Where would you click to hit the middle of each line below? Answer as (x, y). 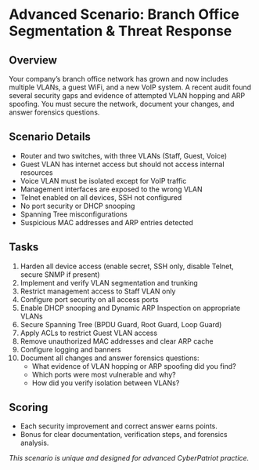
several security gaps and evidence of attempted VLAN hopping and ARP (127, 95)
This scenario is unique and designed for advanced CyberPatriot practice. (129, 458)
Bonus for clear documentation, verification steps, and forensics (124, 435)
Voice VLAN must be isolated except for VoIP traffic (103, 180)
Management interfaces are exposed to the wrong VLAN (111, 189)
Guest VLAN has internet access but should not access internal (122, 164)
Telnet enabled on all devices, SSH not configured (101, 197)
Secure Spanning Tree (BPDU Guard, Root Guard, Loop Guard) (121, 324)
